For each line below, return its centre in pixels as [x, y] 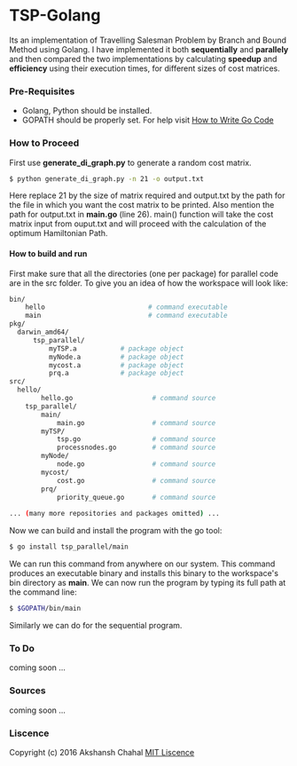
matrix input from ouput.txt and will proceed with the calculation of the [138, 224]
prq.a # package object [116, 374]
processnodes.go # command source [136, 448]
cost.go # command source [136, 480]
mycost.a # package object [116, 365]
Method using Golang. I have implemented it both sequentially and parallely [149, 49]
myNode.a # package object [116, 357]
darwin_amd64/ [43, 332]
